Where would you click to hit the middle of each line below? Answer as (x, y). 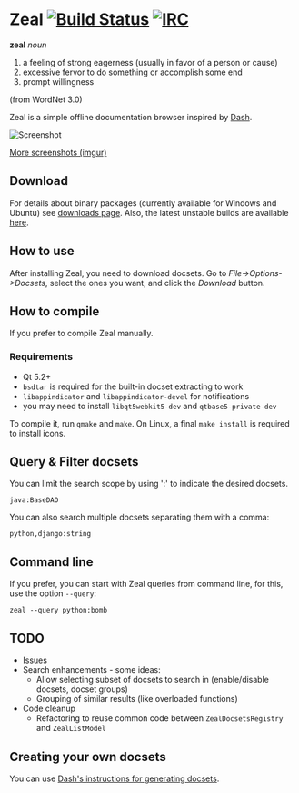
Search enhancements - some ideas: (91, 670)
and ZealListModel (71, 728)
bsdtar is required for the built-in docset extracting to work (133, 386)
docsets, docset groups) (82, 689)
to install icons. (38, 433)
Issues (35, 660)
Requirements (41, 357)
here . (19, 222)
